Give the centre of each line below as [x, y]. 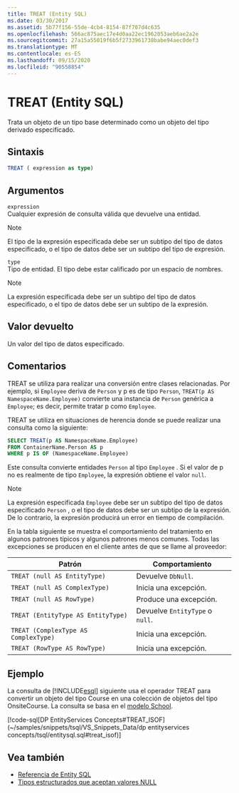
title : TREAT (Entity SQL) [47, 14]
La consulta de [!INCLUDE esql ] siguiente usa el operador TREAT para [109, 691]
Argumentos [36, 191]
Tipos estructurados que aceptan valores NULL [87, 782]
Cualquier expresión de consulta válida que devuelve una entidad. [104, 214]
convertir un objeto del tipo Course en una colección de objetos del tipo [113, 698]
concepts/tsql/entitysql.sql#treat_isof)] [64, 735]
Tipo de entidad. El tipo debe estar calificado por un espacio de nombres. [115, 269]
